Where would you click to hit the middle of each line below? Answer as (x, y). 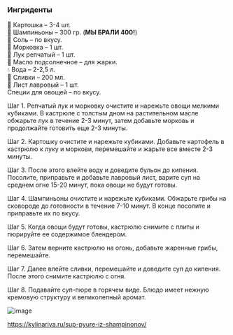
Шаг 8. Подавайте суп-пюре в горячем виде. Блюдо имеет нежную (108, 290)
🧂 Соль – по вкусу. (35, 40)
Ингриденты (30, 10)
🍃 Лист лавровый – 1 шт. (43, 85)
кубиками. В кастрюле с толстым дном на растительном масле (103, 113)
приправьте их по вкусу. (44, 213)
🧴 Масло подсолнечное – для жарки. (62, 62)
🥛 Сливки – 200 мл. (36, 78)
